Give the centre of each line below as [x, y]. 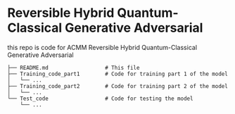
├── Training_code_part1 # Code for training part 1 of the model [118, 74]
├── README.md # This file [74, 68]
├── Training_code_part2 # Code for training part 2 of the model [118, 86]
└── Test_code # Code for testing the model [100, 99]
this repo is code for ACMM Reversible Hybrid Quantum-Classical [102, 47]
